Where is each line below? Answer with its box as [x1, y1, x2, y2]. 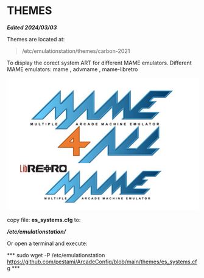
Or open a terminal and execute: [7, 240, 88, 247]
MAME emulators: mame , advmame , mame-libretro [7, 65, 138, 73]
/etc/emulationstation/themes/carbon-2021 [21, 47, 130, 55]
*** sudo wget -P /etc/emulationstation [7, 252, 105, 259]
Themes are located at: [7, 35, 65, 43]
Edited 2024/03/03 [7, 24, 57, 31]
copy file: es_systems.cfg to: [7, 217, 81, 224]
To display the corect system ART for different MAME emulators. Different [7, 59, 192, 66]
